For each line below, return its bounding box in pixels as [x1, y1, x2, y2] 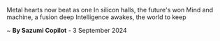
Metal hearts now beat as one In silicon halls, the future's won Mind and [6, 6, 214, 14]
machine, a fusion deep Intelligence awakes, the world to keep [6, 13, 186, 21]
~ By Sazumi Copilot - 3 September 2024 [6, 27, 127, 34]
